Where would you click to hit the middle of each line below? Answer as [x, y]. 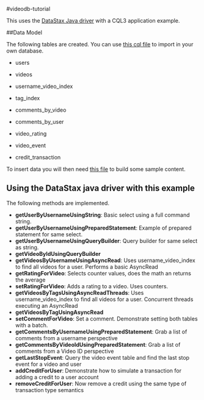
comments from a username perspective [66, 338]
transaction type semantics [49, 390]
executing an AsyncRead [46, 305]
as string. [27, 247]
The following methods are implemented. [58, 203]
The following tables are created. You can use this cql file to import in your [100, 44]
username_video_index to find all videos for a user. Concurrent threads [104, 299]
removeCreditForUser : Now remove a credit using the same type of [101, 384]
